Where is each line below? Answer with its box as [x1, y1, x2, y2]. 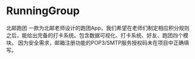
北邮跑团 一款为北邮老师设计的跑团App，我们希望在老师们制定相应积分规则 [6, 24, 190, 31]
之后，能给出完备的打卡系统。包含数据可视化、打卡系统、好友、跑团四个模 [6, 31, 188, 39]
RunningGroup [6, 4, 80, 18]
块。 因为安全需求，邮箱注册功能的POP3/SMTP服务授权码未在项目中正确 [6, 39, 184, 46]
